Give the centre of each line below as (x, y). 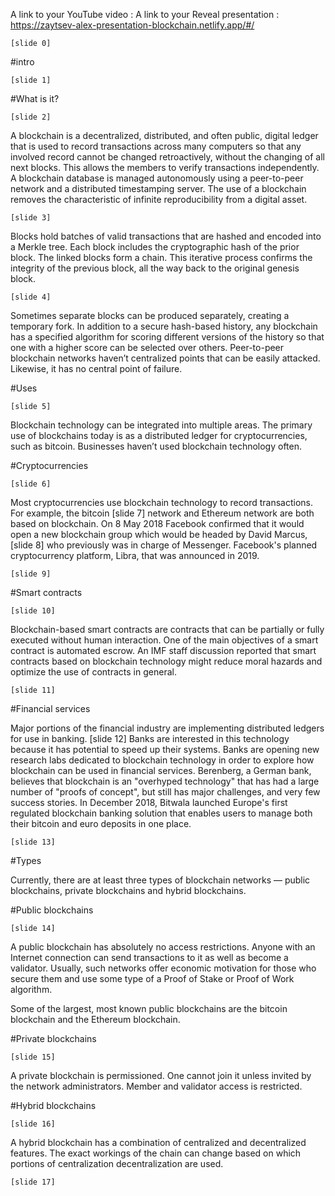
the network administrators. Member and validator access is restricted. (156, 1086)
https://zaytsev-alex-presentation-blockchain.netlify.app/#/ (132, 25)
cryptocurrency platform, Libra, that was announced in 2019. (135, 555)
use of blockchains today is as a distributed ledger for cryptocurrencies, (159, 435)
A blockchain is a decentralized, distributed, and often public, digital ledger (164, 135)
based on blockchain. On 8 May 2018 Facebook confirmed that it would (157, 523)
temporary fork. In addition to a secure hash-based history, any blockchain (164, 326)
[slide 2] (31, 117)
